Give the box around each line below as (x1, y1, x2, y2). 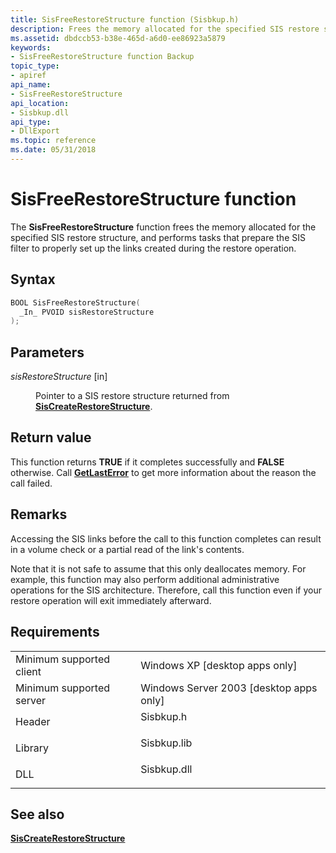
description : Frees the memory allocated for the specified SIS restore (10, 24, 320, 34)
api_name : (10, 80, 52, 90)
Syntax (10, 271, 56, 288)
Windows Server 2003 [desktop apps (140, 681, 318, 695)
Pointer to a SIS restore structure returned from (35, 390, 230, 402)
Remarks (10, 506, 68, 523)
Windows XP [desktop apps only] (140, 658, 298, 672)
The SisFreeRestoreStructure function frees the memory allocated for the (10, 221, 317, 233)
